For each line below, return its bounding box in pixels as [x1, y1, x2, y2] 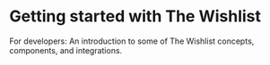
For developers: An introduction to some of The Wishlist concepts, [9, 36, 255, 46]
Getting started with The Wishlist [9, 6, 262, 27]
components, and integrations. [9, 45, 123, 55]
